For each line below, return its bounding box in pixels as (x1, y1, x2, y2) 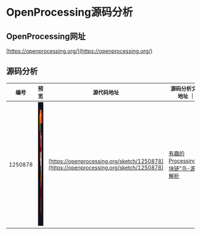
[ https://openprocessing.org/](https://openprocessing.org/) (6, 47, 153, 55)
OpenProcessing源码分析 (6, 5, 133, 19)
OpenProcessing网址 (6, 31, 86, 41)
